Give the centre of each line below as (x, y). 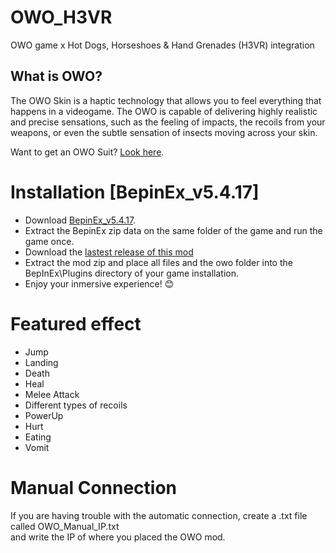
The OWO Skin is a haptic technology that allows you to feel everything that (166, 100)
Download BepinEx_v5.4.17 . (80, 220)
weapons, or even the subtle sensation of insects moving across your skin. (164, 132)
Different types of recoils (76, 405)
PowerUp (44, 415)
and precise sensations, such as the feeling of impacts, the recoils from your (168, 122)
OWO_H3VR (61, 17)
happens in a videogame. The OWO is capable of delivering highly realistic (164, 111)
